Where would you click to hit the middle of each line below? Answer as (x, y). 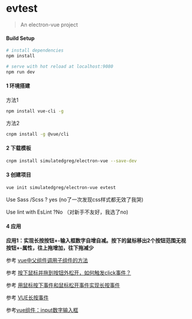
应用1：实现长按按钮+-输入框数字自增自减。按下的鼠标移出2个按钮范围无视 (96, 240)
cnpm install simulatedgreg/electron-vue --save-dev (71, 161)
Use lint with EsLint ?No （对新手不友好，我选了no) (67, 212)
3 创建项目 (19, 175)
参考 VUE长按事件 (27, 297)
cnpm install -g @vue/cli (37, 134)
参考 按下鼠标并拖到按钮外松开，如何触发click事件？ (69, 272)
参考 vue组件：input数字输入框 (42, 310)
